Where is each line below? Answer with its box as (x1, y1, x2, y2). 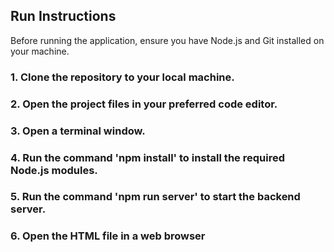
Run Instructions (10, 8, 117, 25)
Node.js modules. (10, 163, 98, 177)
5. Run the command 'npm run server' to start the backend (10, 190, 301, 204)
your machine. (10, 45, 70, 57)
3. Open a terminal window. (10, 124, 146, 138)
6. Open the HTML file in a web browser (10, 229, 206, 243)
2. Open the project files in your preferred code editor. (10, 97, 278, 111)
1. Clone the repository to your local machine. (10, 70, 235, 84)
